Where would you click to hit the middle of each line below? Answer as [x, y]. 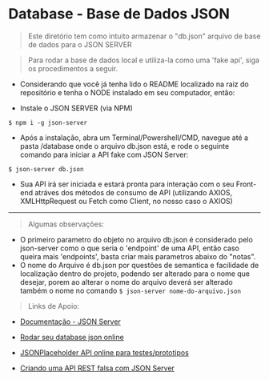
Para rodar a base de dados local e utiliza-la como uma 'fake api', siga [144, 60]
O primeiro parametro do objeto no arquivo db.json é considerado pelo [137, 239]
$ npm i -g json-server [48, 122]
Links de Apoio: [54, 306]
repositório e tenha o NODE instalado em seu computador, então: [127, 92]
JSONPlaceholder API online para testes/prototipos [104, 352]
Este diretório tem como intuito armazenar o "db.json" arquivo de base [144, 36]
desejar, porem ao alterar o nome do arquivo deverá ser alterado [126, 282]
